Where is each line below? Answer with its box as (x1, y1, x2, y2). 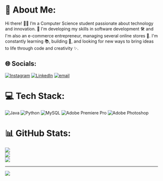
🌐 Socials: (5, 60, 37, 68)
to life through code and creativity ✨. (5, 45, 79, 51)
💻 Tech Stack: (5, 90, 65, 101)
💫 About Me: (5, 4, 56, 16)
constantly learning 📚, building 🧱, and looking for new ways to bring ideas (5, 38, 154, 44)
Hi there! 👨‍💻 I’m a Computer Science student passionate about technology (5, 20, 154, 26)
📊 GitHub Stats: (5, 128, 71, 139)
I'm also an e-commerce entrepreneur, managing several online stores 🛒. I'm (5, 33, 158, 38)
